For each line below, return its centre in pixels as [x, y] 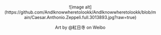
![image [77, 7]
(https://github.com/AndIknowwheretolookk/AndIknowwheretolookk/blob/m [80, 12]
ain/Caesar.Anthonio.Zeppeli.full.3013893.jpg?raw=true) [80, 17]
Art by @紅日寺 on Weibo [80, 27]
